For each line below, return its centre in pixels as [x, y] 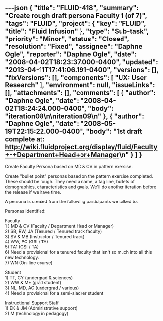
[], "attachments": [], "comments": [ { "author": [80, 93]
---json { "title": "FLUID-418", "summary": [72, 8]
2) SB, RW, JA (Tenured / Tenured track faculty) [54, 231]
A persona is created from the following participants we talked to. [72, 201]
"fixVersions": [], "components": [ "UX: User [76, 78]
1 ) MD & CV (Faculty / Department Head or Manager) [60, 226]
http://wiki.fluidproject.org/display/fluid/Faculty [81, 147]
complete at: [25, 140]
